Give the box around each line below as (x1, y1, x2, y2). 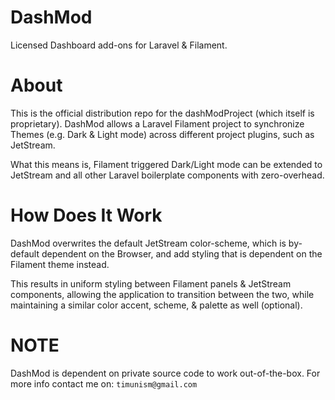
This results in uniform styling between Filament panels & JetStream (10, 277, 292, 290)
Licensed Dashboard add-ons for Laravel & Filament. (10, 39, 228, 51)
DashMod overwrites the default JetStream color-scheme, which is (10, 237, 287, 249)
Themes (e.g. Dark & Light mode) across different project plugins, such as (10, 128, 315, 140)
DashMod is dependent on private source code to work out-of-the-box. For (10, 367, 321, 379)
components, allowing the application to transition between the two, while (10, 288, 315, 300)
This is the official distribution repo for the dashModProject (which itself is (10, 107, 315, 119)
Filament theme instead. (10, 258, 110, 270)
